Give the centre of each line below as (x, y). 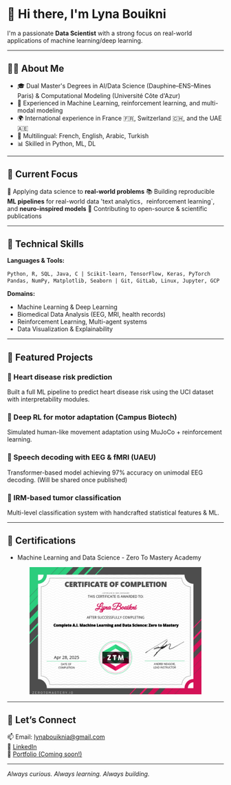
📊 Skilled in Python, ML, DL (56, 143)
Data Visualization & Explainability (65, 329)
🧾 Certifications (42, 541)
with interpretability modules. (48, 399)
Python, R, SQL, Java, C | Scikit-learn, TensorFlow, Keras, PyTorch (109, 274)
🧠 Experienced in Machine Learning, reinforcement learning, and (109, 103)
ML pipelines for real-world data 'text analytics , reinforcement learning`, (111, 201)
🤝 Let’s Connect (42, 720)
